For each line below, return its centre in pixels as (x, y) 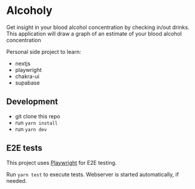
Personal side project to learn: (44, 51)
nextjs (23, 63)
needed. (17, 181)
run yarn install (36, 123)
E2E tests (24, 148)
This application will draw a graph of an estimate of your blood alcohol (94, 33)
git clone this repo (38, 116)
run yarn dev (31, 129)
